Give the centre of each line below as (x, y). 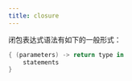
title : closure (34, 16)
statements (41, 62)
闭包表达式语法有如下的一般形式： (65, 39)
